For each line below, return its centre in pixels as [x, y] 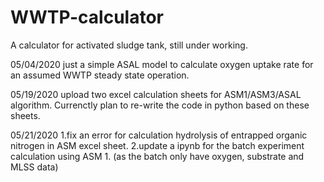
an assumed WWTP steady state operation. [100, 75]
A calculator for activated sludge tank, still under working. [129, 45]
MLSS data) [34, 167]
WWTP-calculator [87, 17]
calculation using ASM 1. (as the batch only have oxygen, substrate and [157, 156]
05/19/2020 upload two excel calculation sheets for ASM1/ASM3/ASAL [156, 94]
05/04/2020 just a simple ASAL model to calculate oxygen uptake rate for [162, 64]
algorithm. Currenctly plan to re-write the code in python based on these [160, 105]
